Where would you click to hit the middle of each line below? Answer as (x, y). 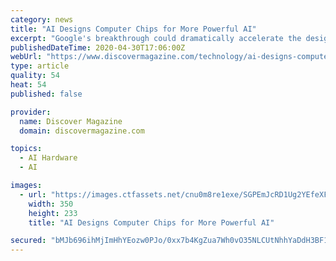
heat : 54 (28, 85)
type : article (40, 66)
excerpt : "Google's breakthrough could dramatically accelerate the (156, 38)
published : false (46, 94)
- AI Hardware (48, 158)
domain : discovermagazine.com (82, 131)
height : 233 (53, 213)
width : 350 (51, 204)
